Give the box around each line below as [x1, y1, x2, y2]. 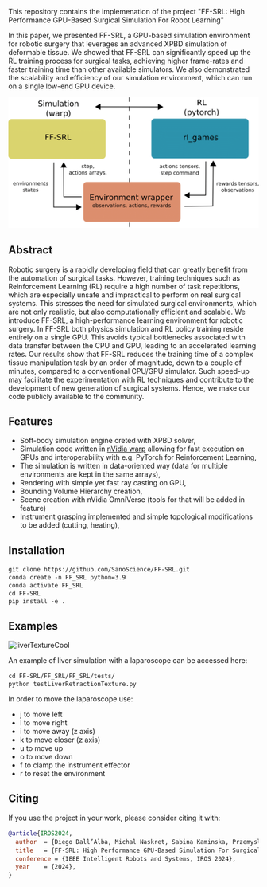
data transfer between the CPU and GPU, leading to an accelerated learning [8, 340, 257, 350]
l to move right [19, 718, 68, 728]
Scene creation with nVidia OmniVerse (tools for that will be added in [19, 495, 245, 504]
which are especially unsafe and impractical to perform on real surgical [8, 290, 241, 300]
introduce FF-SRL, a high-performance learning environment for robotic [8, 315, 244, 325]
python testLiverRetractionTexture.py [8, 681, 137, 689]
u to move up [19, 744, 64, 753]
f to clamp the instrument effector [19, 760, 130, 770]
